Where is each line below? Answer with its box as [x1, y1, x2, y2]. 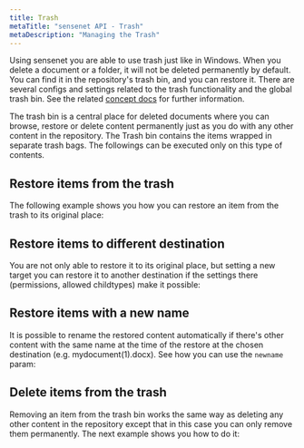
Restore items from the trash [9, 176, 174, 191]
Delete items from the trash [9, 385, 168, 400]
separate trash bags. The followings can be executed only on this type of [9, 140, 283, 151]
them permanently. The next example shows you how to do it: [9, 428, 240, 439]
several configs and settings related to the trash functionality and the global [9, 83, 292, 95]
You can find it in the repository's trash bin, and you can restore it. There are [9, 74, 295, 85]
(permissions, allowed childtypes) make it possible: [9, 279, 201, 290]
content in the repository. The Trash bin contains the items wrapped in [9, 131, 272, 141]
